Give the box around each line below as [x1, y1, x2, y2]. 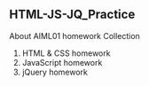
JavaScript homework [21, 57, 103, 67]
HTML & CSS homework [21, 48, 111, 59]
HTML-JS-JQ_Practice [9, 7, 136, 22]
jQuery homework [21, 66, 89, 77]
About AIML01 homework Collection [9, 30, 140, 41]
